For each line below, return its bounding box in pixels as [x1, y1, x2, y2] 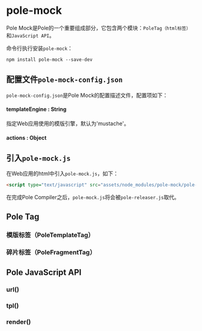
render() [6, 317, 31, 326]
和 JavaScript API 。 [6, 31, 55, 39]
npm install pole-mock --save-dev [6, 57, 93, 63]
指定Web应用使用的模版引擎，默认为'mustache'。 [6, 120, 129, 127]
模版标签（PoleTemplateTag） [6, 230, 94, 239]
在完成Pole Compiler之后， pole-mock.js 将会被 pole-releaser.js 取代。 [6, 194, 180, 201]
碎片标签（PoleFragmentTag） [6, 248, 96, 256]
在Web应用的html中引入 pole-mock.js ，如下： [6, 170, 119, 178]
